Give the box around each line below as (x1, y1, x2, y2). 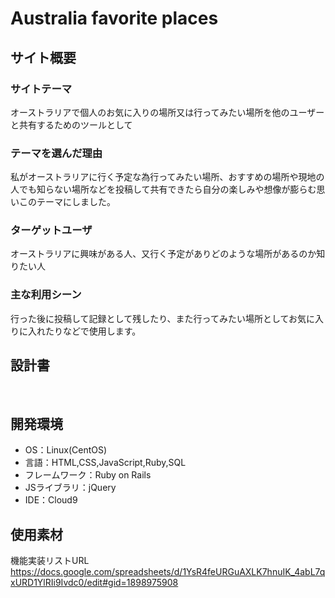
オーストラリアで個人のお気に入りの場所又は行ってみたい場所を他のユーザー (10, 106, 325, 118)
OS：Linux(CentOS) (24, 444, 108, 456)
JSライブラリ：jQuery (24, 482, 117, 494)
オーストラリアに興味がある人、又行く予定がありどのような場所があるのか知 (10, 248, 326, 260)
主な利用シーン (10, 288, 82, 302)
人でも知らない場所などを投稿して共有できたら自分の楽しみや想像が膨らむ (10, 183, 317, 196)
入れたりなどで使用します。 (27, 325, 142, 337)
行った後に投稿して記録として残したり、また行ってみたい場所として (10, 312, 290, 324)
